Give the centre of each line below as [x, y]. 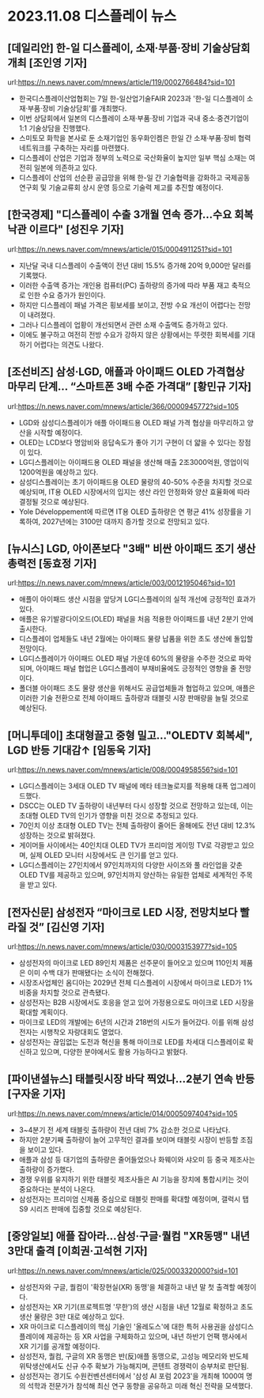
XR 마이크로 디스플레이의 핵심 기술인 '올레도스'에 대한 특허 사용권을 [123, 1326]
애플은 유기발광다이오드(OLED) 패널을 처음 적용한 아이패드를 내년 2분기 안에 [136, 619]
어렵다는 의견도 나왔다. [69, 344]
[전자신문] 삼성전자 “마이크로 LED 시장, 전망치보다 [123, 912]
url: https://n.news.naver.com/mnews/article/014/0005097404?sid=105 [123, 1113]
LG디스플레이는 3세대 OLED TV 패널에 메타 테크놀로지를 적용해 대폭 [123, 786]
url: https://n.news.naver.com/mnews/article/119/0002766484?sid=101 [121, 82]
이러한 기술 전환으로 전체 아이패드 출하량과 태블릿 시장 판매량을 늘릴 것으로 [134, 698]
